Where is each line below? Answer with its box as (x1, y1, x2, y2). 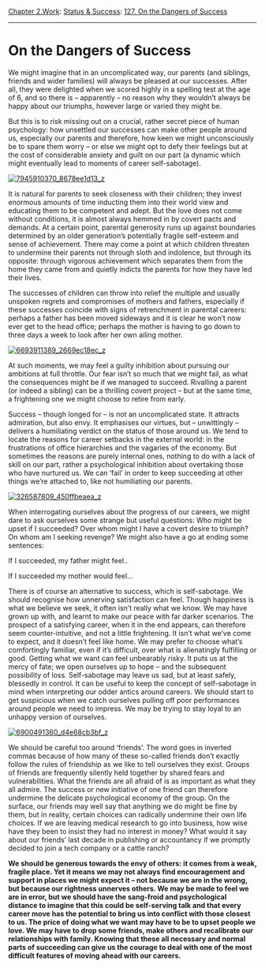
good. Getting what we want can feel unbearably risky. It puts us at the (8, 653, 238, 663)
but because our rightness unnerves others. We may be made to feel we (8, 884, 250, 893)
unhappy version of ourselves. (8, 712, 107, 721)
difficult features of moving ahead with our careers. (8, 951, 181, 960)
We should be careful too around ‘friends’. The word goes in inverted (8, 742, 232, 752)
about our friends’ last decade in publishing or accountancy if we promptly (8, 835, 251, 844)
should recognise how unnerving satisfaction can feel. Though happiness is (8, 595, 254, 604)
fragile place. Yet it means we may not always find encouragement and (8, 867, 245, 876)
